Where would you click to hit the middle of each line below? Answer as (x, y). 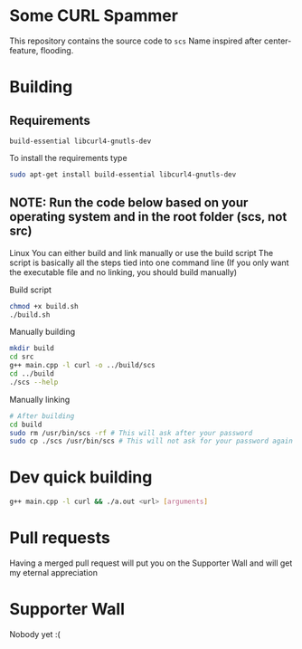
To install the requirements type (69, 157)
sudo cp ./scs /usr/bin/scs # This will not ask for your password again (151, 441)
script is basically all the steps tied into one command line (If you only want (149, 262)
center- (278, 41)
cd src (22, 357)
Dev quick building (81, 477)
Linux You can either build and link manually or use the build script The (142, 253)
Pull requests (60, 538)
